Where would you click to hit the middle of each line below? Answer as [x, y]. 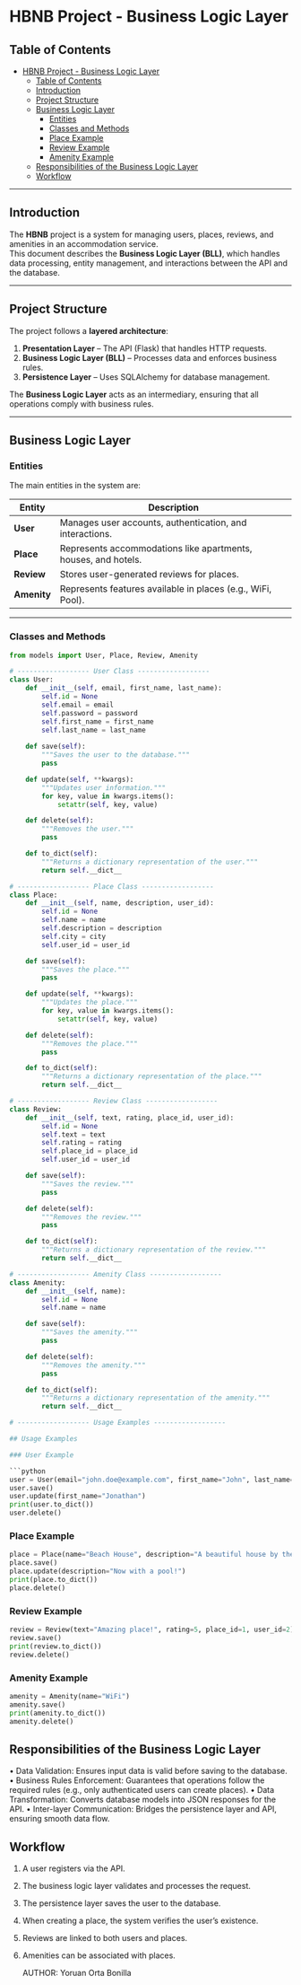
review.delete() [39, 1655]
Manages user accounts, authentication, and [153, 523]
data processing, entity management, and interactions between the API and [149, 263]
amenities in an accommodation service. [84, 243]
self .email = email [78, 705]
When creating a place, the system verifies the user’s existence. [140, 1920]
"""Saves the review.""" [88, 1184]
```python [28, 1471]
